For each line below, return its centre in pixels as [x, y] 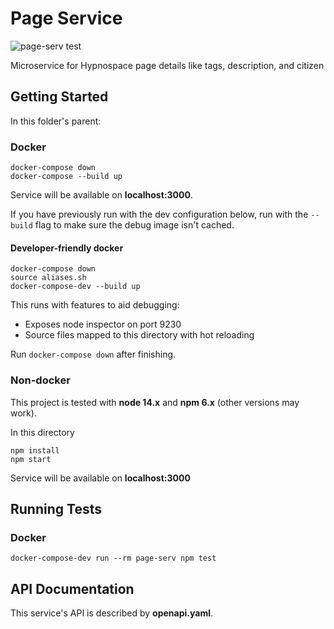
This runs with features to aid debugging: [95, 305]
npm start [31, 459]
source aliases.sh [48, 278]
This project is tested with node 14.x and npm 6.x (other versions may [155, 402]
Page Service [66, 18]
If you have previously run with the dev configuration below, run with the [159, 214]
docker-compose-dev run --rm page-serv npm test [113, 558]
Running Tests [56, 508]
